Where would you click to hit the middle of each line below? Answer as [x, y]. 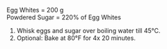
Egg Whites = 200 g [35, 10]
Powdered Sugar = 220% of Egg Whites [64, 17]
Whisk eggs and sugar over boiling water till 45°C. [88, 31]
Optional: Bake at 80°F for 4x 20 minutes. [76, 38]
